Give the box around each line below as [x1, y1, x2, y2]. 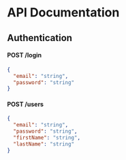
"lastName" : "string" [13, 140, 75, 148]
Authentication [7, 32, 73, 44]
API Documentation [7, 5, 120, 21]
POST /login [7, 51, 42, 59]
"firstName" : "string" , [13, 135, 80, 142]
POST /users [7, 100, 44, 108]
